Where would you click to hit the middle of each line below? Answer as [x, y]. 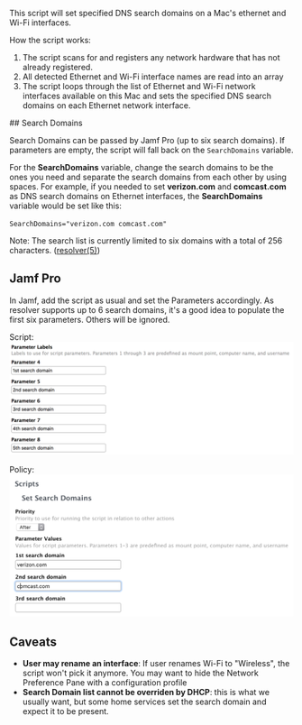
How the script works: [50, 40]
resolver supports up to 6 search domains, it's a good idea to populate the [147, 309]
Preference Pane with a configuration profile [105, 682]
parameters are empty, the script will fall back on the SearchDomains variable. [151, 150]
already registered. [57, 67]
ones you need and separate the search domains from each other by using [148, 177]
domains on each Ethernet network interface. [106, 106]
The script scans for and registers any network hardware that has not [151, 57]
